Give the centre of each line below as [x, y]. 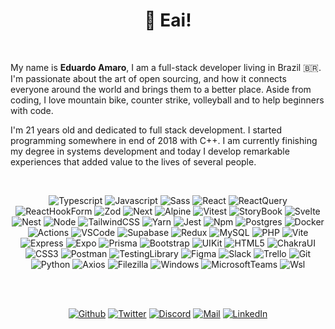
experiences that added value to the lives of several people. [133, 161]
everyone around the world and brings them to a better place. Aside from [161, 89]
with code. [32, 110]
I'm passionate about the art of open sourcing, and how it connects [148, 78]
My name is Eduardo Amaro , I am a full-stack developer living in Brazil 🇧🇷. [166, 67]
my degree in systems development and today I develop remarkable [150, 151]
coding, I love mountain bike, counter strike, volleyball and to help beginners [167, 100]
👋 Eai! [168, 20]
